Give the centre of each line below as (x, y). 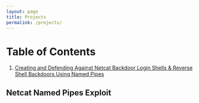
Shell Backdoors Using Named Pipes (60, 74)
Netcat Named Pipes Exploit (59, 93)
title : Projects (26, 17)
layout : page (22, 11)
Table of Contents (51, 51)
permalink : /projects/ (34, 22)
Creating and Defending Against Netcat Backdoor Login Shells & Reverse (104, 68)
